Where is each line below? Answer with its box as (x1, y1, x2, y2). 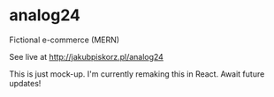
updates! (9, 78, 42, 88)
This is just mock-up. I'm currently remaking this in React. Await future (9, 68, 265, 79)
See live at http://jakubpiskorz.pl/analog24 (9, 51, 164, 62)
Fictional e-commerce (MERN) (9, 34, 120, 45)
